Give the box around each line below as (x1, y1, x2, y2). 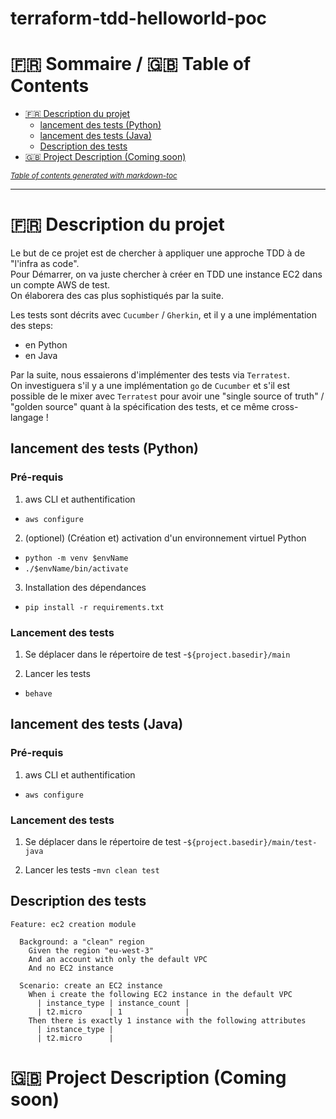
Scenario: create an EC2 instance (19, 980, 163, 991)
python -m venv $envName (24, 553, 129, 563)
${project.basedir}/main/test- (186, 838, 318, 848)
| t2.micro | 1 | (36, 1007, 190, 1017)
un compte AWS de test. (10, 279, 111, 291)
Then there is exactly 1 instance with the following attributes (28, 1015, 307, 1026)
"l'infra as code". (10, 258, 80, 270)
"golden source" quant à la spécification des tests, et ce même (10, 401, 270, 413)
